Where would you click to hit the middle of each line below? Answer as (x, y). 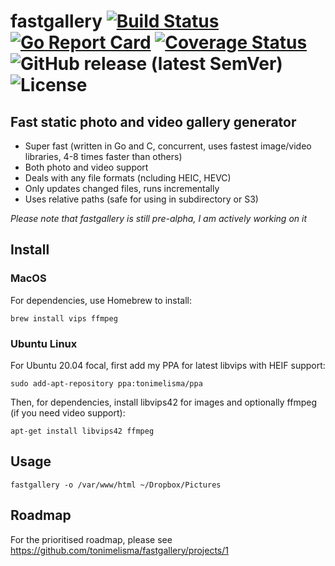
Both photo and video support (86, 167)
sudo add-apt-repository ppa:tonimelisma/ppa (106, 383)
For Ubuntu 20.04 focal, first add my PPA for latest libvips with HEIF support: (168, 365)
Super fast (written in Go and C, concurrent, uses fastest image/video (168, 146)
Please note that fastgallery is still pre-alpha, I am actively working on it (159, 218)
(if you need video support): (68, 412)
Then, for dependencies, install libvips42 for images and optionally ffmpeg (163, 402)
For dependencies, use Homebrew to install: (101, 300)
